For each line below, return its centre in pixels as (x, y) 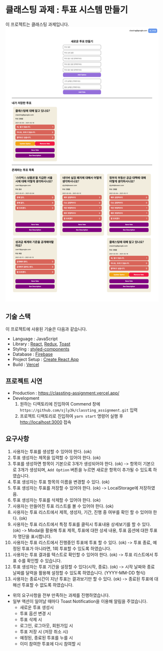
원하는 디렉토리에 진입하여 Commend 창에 (60, 404)
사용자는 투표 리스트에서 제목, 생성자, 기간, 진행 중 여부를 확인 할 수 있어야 (82, 512)
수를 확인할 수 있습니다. (40, 560)
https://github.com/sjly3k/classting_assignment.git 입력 (79, 410)
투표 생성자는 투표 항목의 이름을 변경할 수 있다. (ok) (61, 482)
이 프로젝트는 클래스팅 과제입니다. (37, 24)
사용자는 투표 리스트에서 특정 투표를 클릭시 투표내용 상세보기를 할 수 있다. (82, 524)
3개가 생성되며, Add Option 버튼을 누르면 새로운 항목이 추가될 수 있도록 (85, 470)
